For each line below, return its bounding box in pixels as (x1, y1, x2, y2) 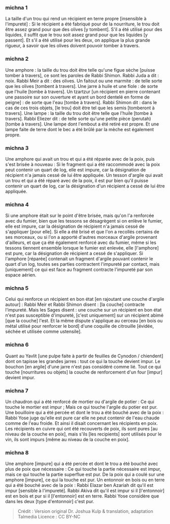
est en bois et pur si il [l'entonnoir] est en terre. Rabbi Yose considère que (5, 493, 159, 499)
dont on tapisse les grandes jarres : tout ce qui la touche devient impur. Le (5, 358, 161, 364)
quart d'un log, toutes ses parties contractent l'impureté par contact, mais (5, 261, 160, 267)
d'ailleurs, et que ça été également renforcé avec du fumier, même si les (5, 239, 156, 245)
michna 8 (5, 449, 29, 456)
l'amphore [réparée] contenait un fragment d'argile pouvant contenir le (5, 256, 153, 262)
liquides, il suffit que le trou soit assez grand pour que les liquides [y (5, 32, 148, 38)
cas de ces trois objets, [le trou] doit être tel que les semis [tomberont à (5, 105, 155, 111)
